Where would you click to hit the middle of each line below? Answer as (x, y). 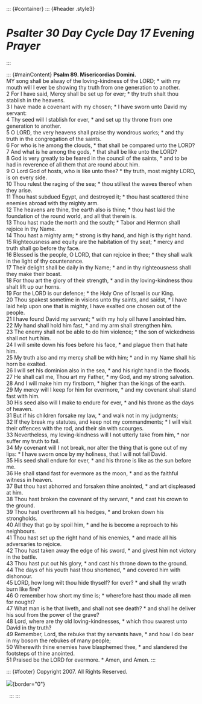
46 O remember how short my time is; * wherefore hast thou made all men (99, 595)
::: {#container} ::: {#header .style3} (51, 9)
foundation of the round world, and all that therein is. (71, 216)
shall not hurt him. (29, 338)
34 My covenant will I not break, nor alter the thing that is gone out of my (97, 447)
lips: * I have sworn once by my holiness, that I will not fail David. (87, 454)
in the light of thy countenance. (45, 261)
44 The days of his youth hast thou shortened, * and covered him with (93, 570)
